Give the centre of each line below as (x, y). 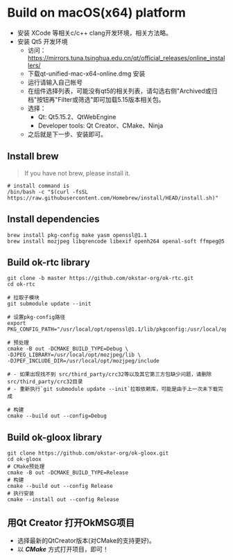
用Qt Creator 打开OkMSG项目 (71, 522)
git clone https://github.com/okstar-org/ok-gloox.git (88, 453)
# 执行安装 (21, 493)
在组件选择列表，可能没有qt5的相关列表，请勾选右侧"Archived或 (119, 91)
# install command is (38, 186)
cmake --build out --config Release (60, 487)
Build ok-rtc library (49, 262)
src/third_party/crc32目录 (45, 382)
